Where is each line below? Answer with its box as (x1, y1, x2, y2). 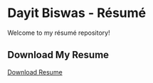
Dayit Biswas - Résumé (7, 5, 147, 21)
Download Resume (7, 67, 63, 76)
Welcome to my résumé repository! (7, 28, 110, 37)
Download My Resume (7, 49, 109, 61)
